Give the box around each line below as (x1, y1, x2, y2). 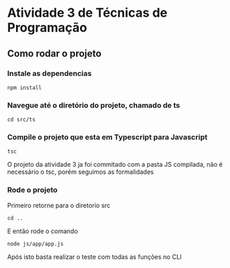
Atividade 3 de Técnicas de (7, 5, 168, 21)
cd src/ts (7, 117, 36, 124)
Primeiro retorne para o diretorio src (7, 201, 111, 209)
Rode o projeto (7, 185, 58, 195)
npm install (7, 84, 42, 91)
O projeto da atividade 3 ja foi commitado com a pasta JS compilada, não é (7, 161, 223, 169)
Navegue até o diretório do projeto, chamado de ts (7, 100, 181, 110)
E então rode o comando (7, 227, 78, 235)
